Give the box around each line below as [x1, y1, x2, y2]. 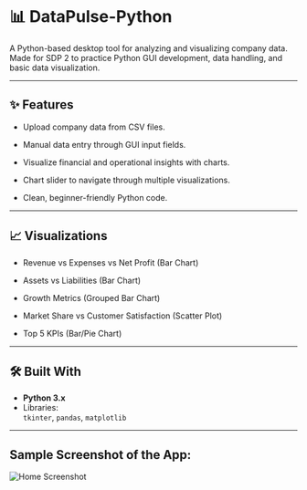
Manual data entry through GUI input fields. [22, 139, 186, 150]
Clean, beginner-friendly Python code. [22, 192, 168, 203]
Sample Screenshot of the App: [9, 447, 192, 463]
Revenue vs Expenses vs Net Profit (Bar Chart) [22, 256, 199, 268]
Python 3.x [22, 392, 66, 403]
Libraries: [22, 402, 59, 413]
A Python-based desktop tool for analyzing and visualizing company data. [9, 42, 288, 54]
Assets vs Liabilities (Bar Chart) [22, 275, 142, 286]
